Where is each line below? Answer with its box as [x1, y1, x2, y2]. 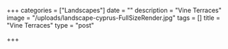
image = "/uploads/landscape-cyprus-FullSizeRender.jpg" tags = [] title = [6, 13, 221, 22]
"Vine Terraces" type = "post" [6, 21, 95, 29]
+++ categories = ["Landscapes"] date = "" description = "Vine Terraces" [6, 6, 222, 14]
